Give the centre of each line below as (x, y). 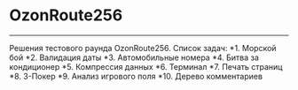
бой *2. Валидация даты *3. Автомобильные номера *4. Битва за (134, 57)
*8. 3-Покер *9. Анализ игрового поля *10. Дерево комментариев (136, 76)
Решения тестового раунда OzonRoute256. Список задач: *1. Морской (143, 48)
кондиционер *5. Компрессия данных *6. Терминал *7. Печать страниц (146, 66)
